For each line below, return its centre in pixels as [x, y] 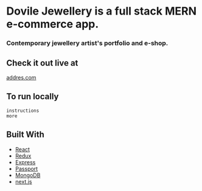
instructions [23, 111]
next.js [23, 181]
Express [25, 162]
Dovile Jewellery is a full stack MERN [101, 11]
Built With [25, 135]
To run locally [33, 96]
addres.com [21, 77]
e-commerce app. [53, 24]
